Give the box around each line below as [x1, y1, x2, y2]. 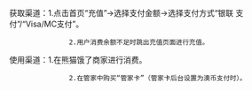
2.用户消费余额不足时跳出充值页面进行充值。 [68, 38, 209, 47]
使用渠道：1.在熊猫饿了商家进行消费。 [9, 55, 147, 64]
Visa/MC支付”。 [25, 19, 84, 29]
